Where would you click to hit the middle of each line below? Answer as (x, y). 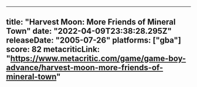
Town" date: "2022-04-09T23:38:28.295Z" (89, 31)
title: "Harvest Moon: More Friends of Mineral (91, 22)
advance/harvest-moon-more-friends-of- (85, 68)
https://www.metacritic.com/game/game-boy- (98, 59)
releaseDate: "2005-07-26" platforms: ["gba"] (94, 41)
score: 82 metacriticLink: (53, 49)
